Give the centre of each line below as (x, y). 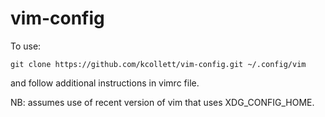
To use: (26, 46)
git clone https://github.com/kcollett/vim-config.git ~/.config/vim (158, 64)
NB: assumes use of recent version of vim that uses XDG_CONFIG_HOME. (162, 102)
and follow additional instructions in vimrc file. (105, 83)
